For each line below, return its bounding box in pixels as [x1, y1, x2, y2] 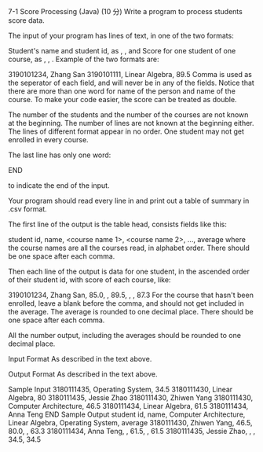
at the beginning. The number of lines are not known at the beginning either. [8, 119, 254, 127]
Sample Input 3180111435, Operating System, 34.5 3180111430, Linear [8, 384, 233, 394]
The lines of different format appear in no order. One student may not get [8, 127, 245, 136]
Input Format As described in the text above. [8, 355, 152, 363]
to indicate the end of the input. [8, 181, 110, 190]
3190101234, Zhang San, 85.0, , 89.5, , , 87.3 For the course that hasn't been [8, 290, 254, 299]
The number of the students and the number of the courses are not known [8, 110, 249, 119]
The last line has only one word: [8, 150, 111, 160]
